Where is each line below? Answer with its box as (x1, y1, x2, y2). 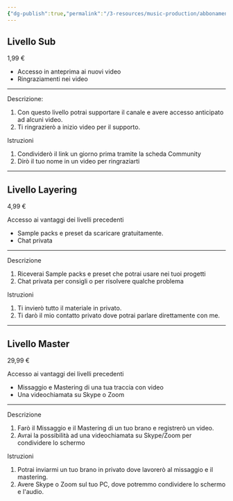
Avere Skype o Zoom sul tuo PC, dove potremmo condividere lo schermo (17, 480, 226, 489)
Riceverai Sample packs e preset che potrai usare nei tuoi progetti (17, 270, 206, 278)
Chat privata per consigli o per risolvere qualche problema (17, 277, 184, 285)
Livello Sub (7, 36, 56, 48)
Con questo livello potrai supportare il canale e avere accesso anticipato (17, 108, 224, 116)
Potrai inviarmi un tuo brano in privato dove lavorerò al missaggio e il (17, 466, 214, 474)
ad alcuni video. (17, 116, 63, 124)
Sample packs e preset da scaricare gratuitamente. (17, 229, 164, 238)
